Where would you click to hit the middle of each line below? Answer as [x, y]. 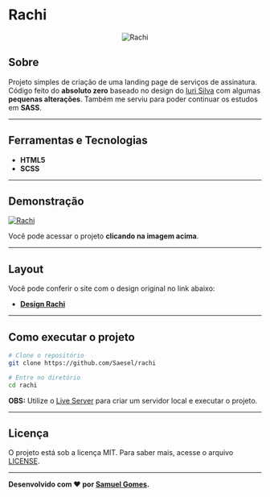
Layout [26, 269]
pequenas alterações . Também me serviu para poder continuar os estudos [133, 99]
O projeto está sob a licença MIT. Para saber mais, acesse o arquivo [121, 453]
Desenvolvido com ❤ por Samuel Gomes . [79, 484]
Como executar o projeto [72, 337]
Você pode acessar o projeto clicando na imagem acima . [104, 236]
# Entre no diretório [45, 377]
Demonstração [46, 201]
